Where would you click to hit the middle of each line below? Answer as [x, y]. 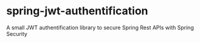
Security [17, 33]
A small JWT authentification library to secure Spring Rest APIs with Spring [100, 27]
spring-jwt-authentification [77, 11]
